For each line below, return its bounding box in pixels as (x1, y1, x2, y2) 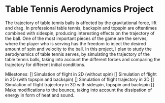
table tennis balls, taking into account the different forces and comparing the (5, 56, 161, 62)
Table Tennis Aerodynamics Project (5, 3, 154, 15)
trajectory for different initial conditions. (5, 62, 86, 68)
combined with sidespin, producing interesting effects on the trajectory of (5, 30, 155, 36)
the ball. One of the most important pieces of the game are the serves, (5, 35, 148, 41)
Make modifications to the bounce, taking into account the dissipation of (5, 87, 152, 93)
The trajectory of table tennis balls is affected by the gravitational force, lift (5, 20, 157, 26)
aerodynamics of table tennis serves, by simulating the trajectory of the (5, 51, 150, 57)
